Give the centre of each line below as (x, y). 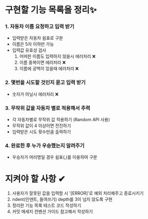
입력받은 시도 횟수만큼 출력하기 (41, 132)
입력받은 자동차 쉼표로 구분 (37, 38)
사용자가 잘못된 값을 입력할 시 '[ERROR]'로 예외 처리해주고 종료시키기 (78, 193)
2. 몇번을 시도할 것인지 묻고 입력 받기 (46, 83)
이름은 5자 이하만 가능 (33, 44)
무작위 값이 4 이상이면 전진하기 (42, 126)
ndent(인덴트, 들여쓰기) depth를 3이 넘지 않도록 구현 (62, 199)
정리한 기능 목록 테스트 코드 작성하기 (46, 205)
